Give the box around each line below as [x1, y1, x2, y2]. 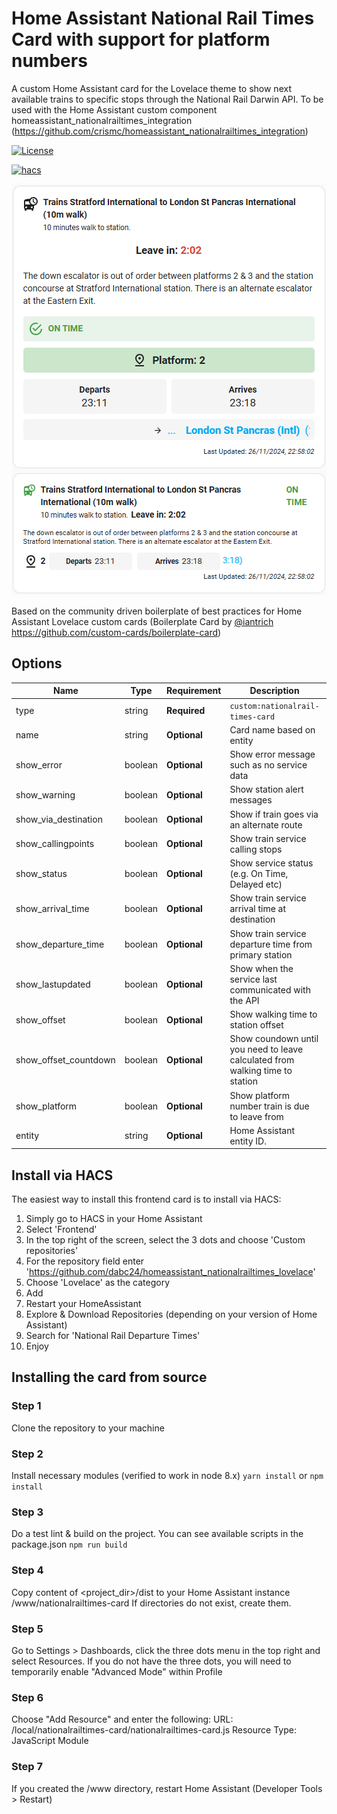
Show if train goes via [229, 808, 319, 820]
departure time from [229, 938, 313, 950]
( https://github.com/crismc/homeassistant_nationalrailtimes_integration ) [11, 125, 309, 137]
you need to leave [229, 1043, 304, 1056]
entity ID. [229, 1135, 267, 1147]
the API [229, 994, 260, 1006]
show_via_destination [15, 813, 103, 825]
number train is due [229, 1100, 310, 1112]
